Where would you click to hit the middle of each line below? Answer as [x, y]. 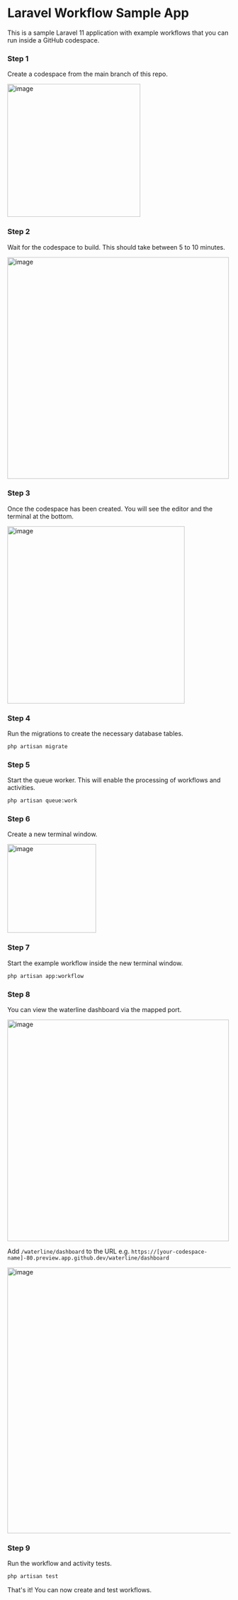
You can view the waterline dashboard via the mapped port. [95, 1009]
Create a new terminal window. [52, 834]
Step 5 [19, 765]
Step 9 [19, 1548]
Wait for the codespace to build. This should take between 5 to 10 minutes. [116, 247]
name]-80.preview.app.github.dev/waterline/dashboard [89, 1258]
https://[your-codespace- [169, 1252]
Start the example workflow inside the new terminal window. [95, 963]
